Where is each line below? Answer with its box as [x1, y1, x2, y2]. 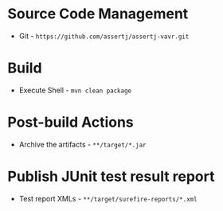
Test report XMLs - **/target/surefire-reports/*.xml [18, 193, 198, 203]
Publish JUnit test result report [7, 168, 215, 186]
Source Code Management [7, 5, 189, 23]
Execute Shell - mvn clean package [18, 85, 132, 95]
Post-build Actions [7, 113, 135, 131]
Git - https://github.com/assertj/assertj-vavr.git [18, 31, 190, 41]
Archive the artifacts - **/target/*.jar [18, 139, 147, 149]
